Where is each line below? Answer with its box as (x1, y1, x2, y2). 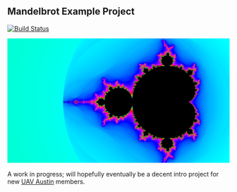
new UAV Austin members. (7, 177, 85, 186)
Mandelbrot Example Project (7, 6, 135, 18)
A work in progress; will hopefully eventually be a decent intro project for (7, 170, 219, 179)
